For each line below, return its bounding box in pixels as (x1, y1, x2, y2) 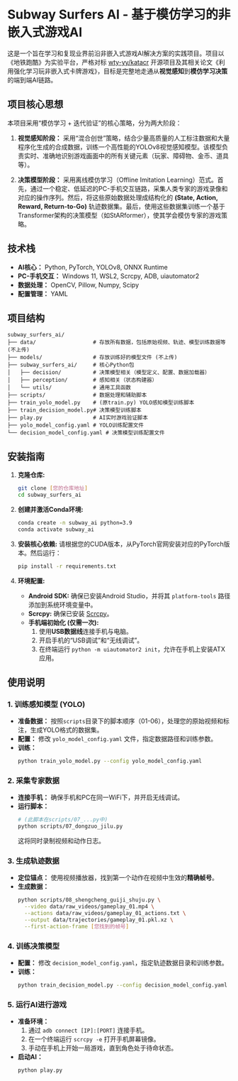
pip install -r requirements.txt (17, 562, 117, 570)
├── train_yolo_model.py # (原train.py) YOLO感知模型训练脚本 (7, 399, 195, 407)
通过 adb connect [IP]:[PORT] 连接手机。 (28, 1026, 149, 1035)
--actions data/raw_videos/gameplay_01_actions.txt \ (24, 910, 186, 917)
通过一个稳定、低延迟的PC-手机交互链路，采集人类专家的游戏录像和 (30, 184, 228, 192)
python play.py (17, 1067, 63, 1074)
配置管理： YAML (17, 289, 69, 298)
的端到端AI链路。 (7, 75, 57, 84)
